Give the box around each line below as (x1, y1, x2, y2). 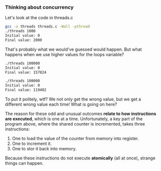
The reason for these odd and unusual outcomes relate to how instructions (5, 111, 157, 117)
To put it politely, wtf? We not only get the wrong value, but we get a (5, 96, 142, 102)
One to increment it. (12, 141, 52, 146)
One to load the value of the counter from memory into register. (12, 136, 139, 142)
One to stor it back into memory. (12, 146, 77, 152)
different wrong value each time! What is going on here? (5, 101, 117, 107)
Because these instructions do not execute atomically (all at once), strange (5, 155, 156, 161)
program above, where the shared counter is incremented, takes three (5, 121, 145, 127)
